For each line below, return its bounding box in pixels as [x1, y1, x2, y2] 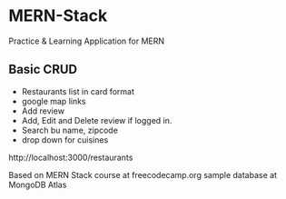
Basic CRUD [8, 62, 78, 77]
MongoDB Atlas [8, 179, 67, 190]
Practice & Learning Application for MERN [8, 35, 165, 46]
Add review [21, 105, 65, 116]
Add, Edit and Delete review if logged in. [21, 114, 173, 125]
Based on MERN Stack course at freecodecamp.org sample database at [8, 169, 278, 180]
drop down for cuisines [21, 134, 109, 145]
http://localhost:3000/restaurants [8, 152, 133, 163]
